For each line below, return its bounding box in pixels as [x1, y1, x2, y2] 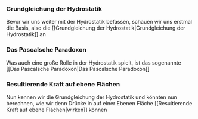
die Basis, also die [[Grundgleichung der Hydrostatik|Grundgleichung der [6, 24, 186, 31]
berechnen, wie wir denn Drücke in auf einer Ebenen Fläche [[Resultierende [6, 99, 193, 107]
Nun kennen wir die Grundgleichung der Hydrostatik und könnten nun [6, 94, 177, 101]
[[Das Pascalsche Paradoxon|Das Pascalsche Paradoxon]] [6, 65, 150, 72]
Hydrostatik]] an [6, 31, 46, 38]
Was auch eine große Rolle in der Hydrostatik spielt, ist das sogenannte [6, 59, 182, 66]
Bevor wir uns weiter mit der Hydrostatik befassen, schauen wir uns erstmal [6, 18, 193, 25]
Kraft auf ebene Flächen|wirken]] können [6, 106, 107, 113]
